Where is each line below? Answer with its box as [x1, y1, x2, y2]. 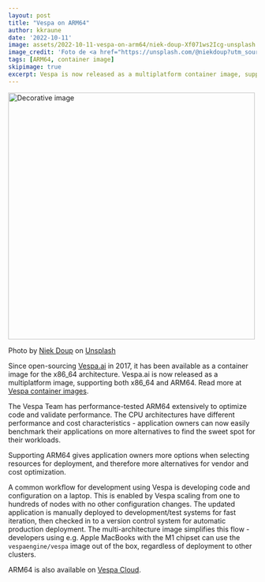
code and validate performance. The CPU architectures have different [8, 410, 235, 419]
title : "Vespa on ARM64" [8, 19, 90, 27]
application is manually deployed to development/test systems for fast [8, 507, 237, 517]
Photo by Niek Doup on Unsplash [8, 345, 116, 355]
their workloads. [8, 435, 62, 445]
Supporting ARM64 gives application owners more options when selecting [8, 450, 250, 460]
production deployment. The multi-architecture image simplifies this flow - [8, 524, 250, 534]
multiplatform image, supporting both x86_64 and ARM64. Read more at [8, 377, 242, 387]
